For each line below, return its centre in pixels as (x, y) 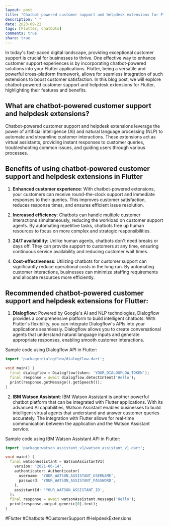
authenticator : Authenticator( (47, 471)
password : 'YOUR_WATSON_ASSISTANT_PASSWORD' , (67, 481)
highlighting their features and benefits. (46, 90)
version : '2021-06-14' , (39, 466)
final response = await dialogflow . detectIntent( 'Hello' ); (73, 377)
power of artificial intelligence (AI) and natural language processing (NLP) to (84, 131)
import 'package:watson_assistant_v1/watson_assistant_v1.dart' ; (75, 448)
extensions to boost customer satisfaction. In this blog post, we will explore (83, 79)
